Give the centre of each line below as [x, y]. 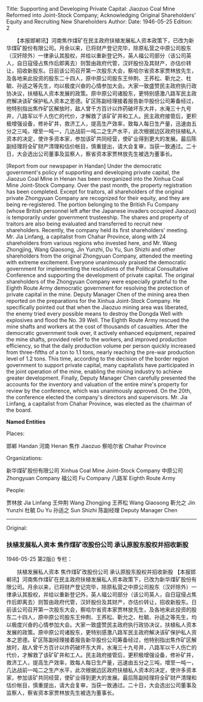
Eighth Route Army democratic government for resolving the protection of [98, 288]
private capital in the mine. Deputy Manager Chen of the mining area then [98, 294]
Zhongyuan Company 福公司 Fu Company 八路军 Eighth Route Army [91, 478]
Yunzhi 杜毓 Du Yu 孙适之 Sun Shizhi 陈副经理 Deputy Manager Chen [92, 510]
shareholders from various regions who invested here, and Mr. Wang [92, 243]
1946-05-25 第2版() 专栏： [40, 559]
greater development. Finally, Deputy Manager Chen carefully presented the [101, 378]
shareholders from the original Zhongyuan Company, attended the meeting [99, 256]
